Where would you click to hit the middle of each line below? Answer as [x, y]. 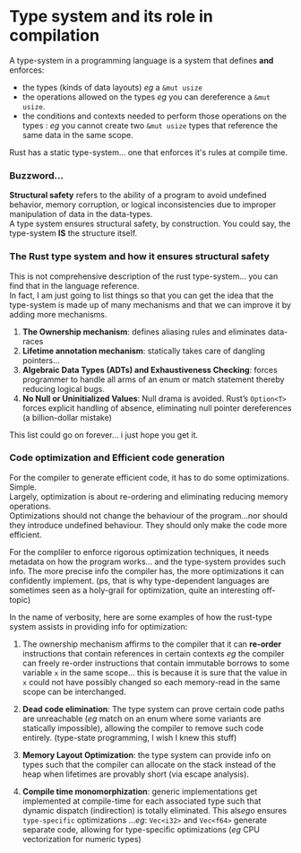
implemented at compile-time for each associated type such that [142, 801]
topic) [20, 599]
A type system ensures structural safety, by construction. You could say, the [150, 224]
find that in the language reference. [74, 285]
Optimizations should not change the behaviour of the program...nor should [149, 515]
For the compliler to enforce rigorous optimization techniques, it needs [139, 552]
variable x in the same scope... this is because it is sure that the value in [155, 672]
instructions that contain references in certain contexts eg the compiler [153, 653]
